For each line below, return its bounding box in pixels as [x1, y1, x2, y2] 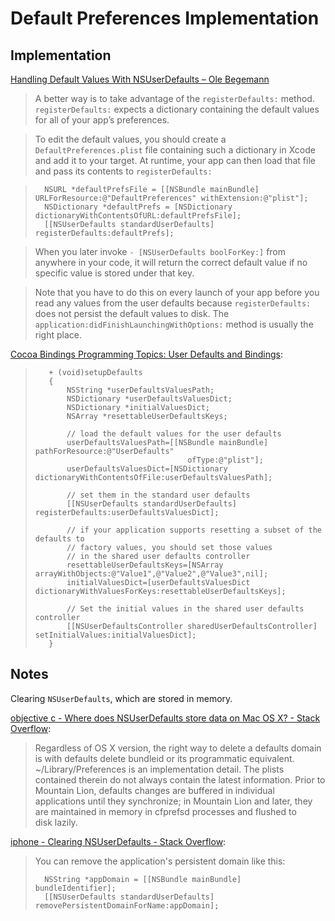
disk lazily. [34, 816, 78, 828]
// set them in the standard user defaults [66, 490, 251, 500]
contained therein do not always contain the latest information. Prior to [34, 773, 326, 786]
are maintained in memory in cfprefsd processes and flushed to [34, 805, 297, 817]
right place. [34, 329, 82, 341]
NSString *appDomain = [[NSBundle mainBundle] [44, 874, 242, 884]
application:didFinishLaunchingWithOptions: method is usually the [34, 318, 314, 330]
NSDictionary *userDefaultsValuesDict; [66, 394, 233, 404]
